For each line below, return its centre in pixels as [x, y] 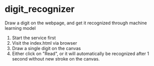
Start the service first [34, 38]
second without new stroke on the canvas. [56, 59]
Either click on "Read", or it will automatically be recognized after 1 [80, 54]
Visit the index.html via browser [44, 43]
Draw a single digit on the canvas [46, 48]
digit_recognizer [40, 9]
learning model [20, 28]
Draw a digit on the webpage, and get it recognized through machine [76, 23]
